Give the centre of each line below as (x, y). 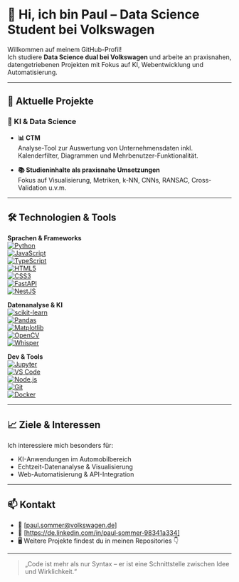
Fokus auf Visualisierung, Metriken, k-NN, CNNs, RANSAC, (103, 180)
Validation (32, 188)
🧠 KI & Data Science (42, 122)
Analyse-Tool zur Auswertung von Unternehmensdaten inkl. (105, 148)
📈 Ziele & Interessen (54, 425)
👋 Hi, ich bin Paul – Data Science (103, 15)
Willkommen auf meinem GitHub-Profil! (65, 49)
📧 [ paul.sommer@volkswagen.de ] (67, 525)
